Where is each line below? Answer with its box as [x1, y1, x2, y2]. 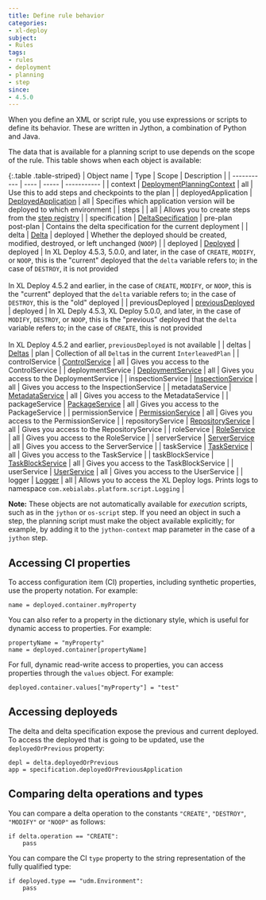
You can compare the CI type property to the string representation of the [8, 853, 246, 863]
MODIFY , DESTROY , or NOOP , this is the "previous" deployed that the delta [8, 315, 237, 325]
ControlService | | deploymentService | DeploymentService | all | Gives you [8, 365, 254, 375]
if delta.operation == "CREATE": [8, 832, 119, 840]
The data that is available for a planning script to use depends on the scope [8, 147, 256, 157]
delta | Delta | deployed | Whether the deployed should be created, [8, 230, 227, 240]
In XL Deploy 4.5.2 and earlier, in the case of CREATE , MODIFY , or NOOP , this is [8, 281, 252, 290]
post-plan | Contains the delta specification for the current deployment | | [8, 222, 249, 232]
